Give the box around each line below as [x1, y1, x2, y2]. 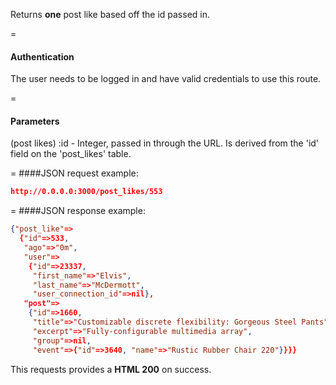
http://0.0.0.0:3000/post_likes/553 [10, 187, 163, 197]
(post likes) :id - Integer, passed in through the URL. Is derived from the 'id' [10, 137, 320, 149]
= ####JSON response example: [10, 205, 146, 217]
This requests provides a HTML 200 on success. [10, 363, 212, 375]
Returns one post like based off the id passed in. [10, 9, 210, 20]
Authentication [10, 50, 75, 63]
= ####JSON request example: [10, 167, 139, 179]
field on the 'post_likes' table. [10, 148, 132, 160]
